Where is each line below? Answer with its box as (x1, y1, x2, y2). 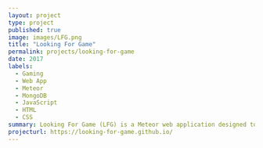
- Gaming (15, 70, 44, 78)
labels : (8, 63, 34, 70)
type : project (8, 19, 55, 27)
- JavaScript (15, 99, 58, 106)
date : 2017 (8, 56, 44, 63)
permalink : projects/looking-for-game (8, 48, 135, 56)
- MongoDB (15, 92, 47, 99)
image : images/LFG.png (8, 33, 82, 42)
